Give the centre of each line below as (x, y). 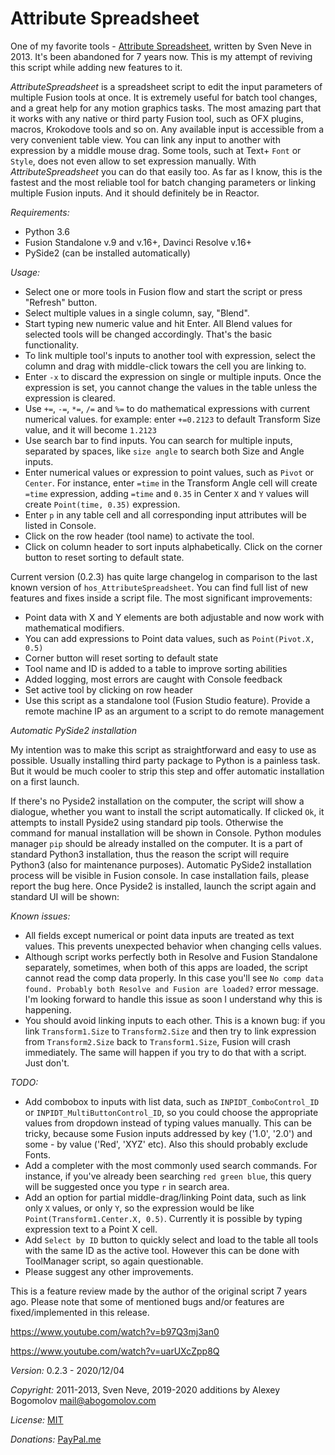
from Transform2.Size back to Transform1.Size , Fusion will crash (158, 1041)
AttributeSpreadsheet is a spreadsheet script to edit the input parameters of (166, 86)
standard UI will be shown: (65, 896)
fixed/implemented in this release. (80, 1312)
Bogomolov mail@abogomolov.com (83, 1400)
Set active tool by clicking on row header (108, 689)
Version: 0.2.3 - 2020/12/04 (67, 1370)
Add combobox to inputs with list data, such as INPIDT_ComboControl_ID (172, 1101)
